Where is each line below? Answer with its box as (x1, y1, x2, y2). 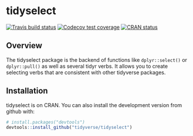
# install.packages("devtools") (6, 119, 85, 125)
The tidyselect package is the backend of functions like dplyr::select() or (6, 56, 188, 63)
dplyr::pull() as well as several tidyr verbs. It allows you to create (6, 62, 168, 69)
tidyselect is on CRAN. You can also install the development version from (6, 101, 182, 108)
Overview (6, 41, 43, 51)
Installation (6, 86, 48, 96)
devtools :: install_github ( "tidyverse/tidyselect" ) (6, 125, 133, 131)
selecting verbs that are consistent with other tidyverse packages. (6, 69, 166, 76)
